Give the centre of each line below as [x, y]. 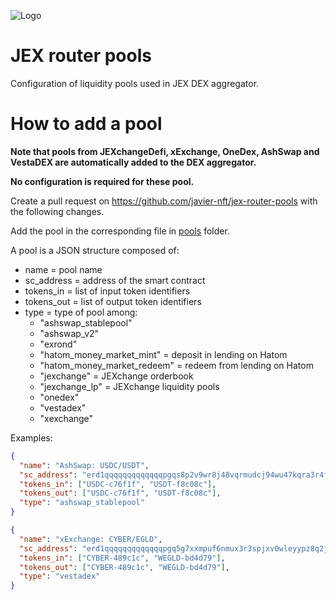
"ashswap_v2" [69, 333]
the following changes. [57, 211]
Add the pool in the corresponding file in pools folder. [120, 231]
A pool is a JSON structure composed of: [95, 250]
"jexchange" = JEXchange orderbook [116, 376]
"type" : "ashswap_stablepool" [82, 503]
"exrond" [58, 344]
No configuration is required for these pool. [102, 181]
